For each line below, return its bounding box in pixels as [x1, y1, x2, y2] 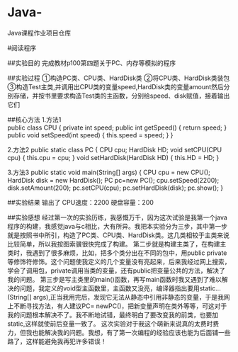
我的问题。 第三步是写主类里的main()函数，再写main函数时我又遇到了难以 [7, 275, 222, 283]
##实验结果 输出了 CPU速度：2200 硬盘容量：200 [7, 198, 154, 206]
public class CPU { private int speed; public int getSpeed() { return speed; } [7, 123, 227, 132]
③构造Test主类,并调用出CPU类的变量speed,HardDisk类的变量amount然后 [7, 82, 225, 91]
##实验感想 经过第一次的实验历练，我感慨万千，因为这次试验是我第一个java [7, 213, 228, 222]
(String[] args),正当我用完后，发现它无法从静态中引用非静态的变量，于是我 [7, 293, 225, 301]
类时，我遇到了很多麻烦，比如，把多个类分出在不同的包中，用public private [7, 249, 227, 257]
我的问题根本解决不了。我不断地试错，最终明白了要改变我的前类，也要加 [7, 310, 218, 319]
